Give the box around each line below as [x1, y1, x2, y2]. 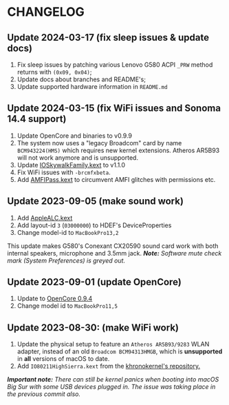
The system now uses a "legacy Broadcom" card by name [17, 138, 182, 147]
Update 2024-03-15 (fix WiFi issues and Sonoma [7, 103, 221, 114]
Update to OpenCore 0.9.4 [17, 294, 93, 303]
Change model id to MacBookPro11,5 [17, 302, 118, 310]
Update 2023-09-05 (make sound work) [7, 196, 184, 207]
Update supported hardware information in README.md [17, 83, 168, 90]
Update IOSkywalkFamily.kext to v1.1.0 [17, 160, 126, 169]
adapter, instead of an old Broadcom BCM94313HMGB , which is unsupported [17, 347, 223, 355]
